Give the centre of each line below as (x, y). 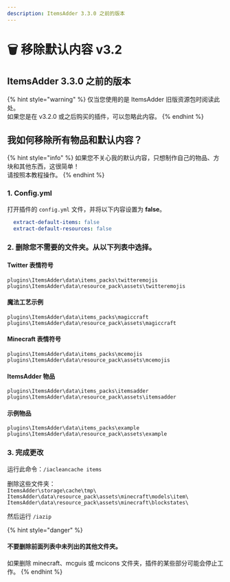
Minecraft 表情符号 (34, 339)
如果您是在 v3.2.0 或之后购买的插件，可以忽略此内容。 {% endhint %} (105, 116)
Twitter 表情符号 (30, 265)
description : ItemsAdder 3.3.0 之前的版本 (66, 13)
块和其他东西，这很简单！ (43, 166)
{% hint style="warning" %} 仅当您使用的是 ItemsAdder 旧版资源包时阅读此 (114, 99)
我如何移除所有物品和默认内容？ (75, 141)
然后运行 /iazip (29, 516)
